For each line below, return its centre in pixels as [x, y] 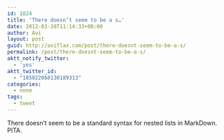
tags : [15, 97]
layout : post [26, 39]
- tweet [24, 103]
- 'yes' [24, 65]
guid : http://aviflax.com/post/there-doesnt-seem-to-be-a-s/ [97, 46]
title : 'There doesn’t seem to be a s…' [66, 20]
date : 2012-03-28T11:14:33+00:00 [55, 26]
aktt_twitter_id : [32, 71]
